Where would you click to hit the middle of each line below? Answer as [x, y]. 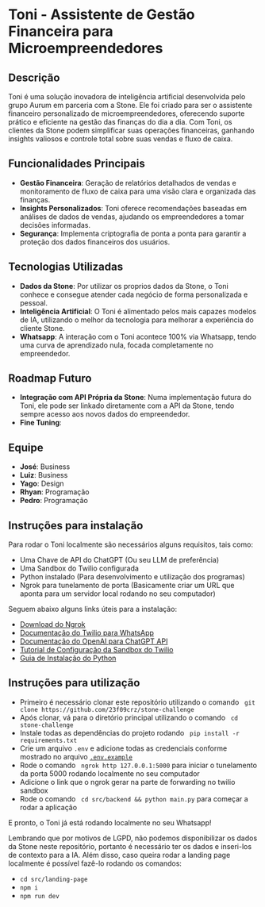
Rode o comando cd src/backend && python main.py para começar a [134, 798]
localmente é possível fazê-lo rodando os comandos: [95, 863]
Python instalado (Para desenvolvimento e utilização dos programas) [132, 577]
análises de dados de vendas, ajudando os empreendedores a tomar [132, 217]
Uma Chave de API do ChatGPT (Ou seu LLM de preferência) [119, 560]
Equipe [26, 447]
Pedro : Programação [54, 501]
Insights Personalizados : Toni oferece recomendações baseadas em [133, 208]
